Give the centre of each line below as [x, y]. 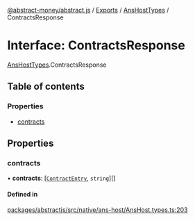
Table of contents [46, 87]
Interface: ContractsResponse [96, 46]
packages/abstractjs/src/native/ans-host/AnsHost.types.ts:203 [97, 210]
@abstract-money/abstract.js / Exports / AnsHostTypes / [88, 10]
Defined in [23, 194]
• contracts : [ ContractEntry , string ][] [61, 178]
